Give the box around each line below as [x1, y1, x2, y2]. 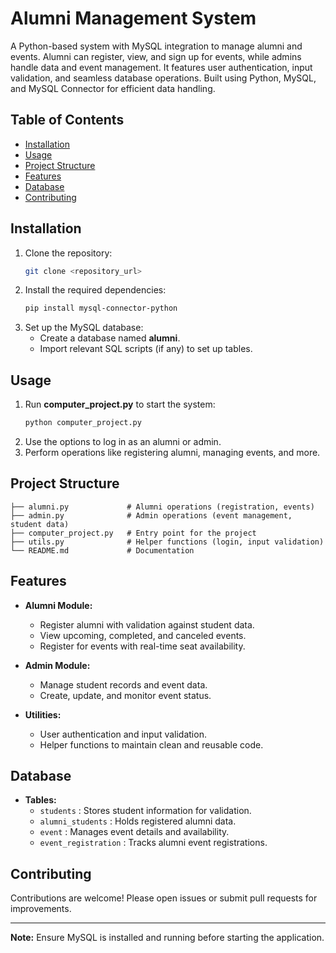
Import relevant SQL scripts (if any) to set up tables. [39, 343, 253, 355]
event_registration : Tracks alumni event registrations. [39, 837, 268, 849]
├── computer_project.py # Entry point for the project [10, 528, 257, 538]
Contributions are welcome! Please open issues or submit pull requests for [10, 892, 318, 904]
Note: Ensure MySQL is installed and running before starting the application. [10, 932, 325, 944]
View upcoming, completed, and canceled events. [39, 629, 247, 641]
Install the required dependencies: [24, 284, 167, 296]
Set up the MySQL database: [24, 322, 144, 334]
